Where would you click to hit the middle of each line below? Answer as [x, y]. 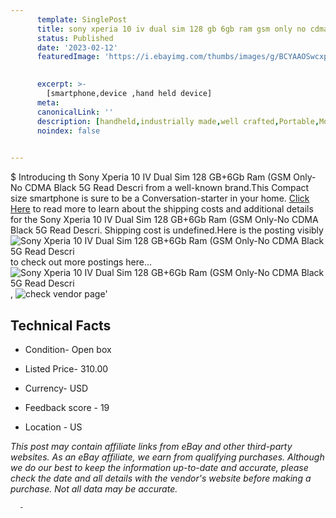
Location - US [53, 427]
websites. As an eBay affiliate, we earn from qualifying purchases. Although [167, 457]
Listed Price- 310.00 [66, 368]
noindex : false [68, 131]
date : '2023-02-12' [77, 47]
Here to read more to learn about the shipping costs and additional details [162, 209]
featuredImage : [68, 57]
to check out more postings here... [81, 262]
